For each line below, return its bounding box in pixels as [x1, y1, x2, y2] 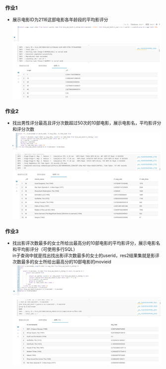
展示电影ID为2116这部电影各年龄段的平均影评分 [12, 16, 109, 23]
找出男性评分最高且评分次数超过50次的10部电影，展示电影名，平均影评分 [12, 120, 162, 126]
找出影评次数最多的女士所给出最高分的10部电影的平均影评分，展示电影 [12, 240, 156, 246]
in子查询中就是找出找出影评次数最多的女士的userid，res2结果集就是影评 [12, 252, 160, 258]
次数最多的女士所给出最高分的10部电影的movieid [12, 259, 111, 265]
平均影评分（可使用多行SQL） [16, 246, 78, 252]
